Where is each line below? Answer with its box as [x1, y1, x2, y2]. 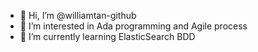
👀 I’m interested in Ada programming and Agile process [19, 20, 248, 32]
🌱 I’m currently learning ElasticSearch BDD [19, 31, 196, 42]
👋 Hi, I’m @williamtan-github [19, 10, 137, 21]
